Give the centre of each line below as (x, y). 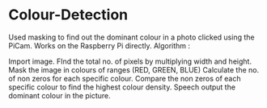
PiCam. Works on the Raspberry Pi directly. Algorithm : (100, 45)
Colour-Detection (68, 15)
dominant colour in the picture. (59, 95)
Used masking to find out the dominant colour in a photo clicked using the (131, 37)
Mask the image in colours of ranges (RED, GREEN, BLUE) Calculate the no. (134, 69)
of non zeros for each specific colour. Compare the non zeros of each (125, 78)
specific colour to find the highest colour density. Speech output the (122, 87)
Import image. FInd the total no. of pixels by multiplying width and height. (130, 61)
